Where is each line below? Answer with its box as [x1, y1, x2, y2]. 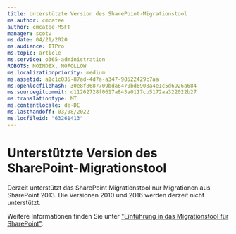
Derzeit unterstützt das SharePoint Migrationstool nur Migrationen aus [7, 183, 211, 192]
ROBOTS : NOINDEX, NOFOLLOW [7, 63, 87, 70]
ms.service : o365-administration [7, 56, 106, 63]
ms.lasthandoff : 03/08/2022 [7, 108, 90, 115]
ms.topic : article [7, 50, 61, 57]
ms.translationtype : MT [7, 96, 77, 103]
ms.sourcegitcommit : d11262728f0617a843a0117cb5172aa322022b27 [7, 89, 197, 96]
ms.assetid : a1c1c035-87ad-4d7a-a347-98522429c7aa [7, 75, 159, 83]
